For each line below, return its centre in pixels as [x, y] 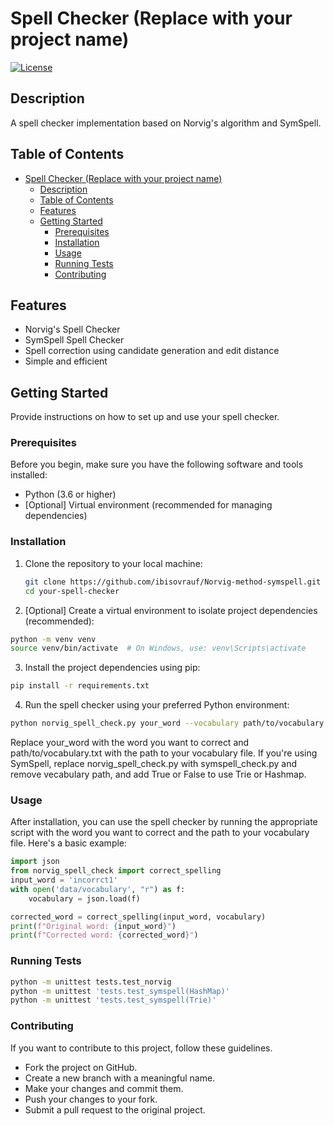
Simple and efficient [66, 361]
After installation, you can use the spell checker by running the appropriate [164, 822]
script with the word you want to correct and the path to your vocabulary [160, 833]
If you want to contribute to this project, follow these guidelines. [141, 1048]
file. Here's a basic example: [69, 843]
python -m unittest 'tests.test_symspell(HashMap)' [120, 991]
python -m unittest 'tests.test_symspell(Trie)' [113, 1000]
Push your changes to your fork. [91, 1099]
